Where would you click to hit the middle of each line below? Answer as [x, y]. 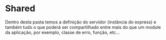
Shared [20, 9]
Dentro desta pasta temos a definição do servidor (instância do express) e [81, 22]
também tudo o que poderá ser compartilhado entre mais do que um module [83, 27]
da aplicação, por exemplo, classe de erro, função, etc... [62, 32]
